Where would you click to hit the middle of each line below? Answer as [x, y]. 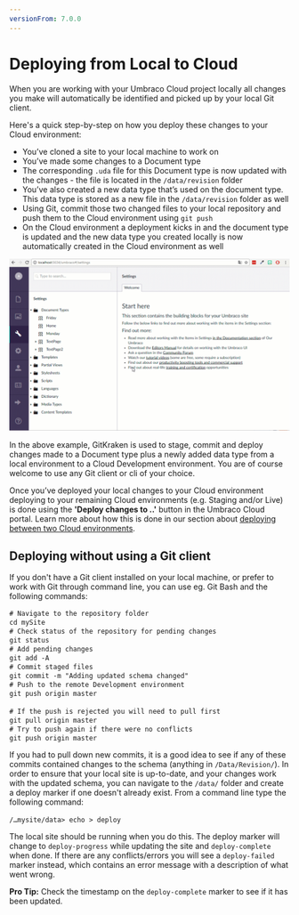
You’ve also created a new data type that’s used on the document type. [153, 189]
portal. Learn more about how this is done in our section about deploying [143, 518]
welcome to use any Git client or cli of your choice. [102, 473]
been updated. [36, 901]
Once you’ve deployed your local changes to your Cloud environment [137, 490]
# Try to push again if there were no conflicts [101, 730]
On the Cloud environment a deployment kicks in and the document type [155, 227]
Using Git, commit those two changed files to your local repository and [152, 208]
